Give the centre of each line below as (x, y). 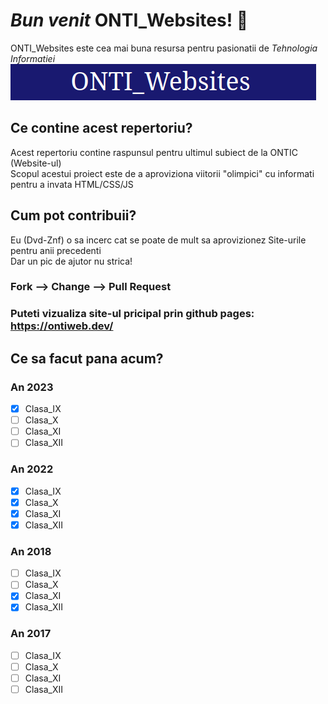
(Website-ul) (36, 163)
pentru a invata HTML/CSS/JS (72, 184)
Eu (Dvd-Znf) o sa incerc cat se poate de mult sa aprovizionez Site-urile (158, 240)
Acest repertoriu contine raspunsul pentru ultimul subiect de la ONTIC (154, 152)
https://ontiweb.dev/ (62, 326)
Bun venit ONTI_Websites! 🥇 (129, 20)
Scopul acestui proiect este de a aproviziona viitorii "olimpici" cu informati (162, 173)
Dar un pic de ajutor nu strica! (71, 261)
